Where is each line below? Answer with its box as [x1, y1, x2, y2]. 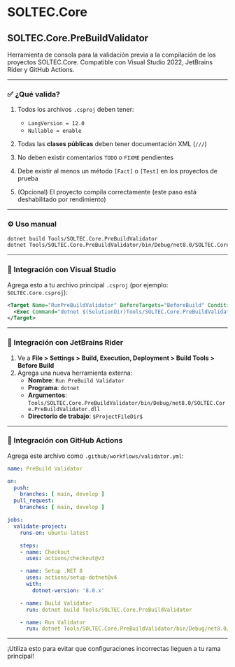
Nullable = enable [27, 127, 82, 135]
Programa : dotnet [27, 383, 80, 392]
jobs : [7, 517, 23, 524]
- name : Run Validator [20, 619, 86, 626]
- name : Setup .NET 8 [20, 568, 83, 575]
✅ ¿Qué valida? [7, 89, 61, 99]
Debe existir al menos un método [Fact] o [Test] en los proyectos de [17, 167, 218, 175]
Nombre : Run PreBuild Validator [27, 375, 124, 385]
